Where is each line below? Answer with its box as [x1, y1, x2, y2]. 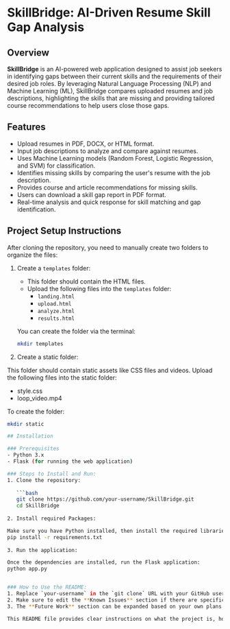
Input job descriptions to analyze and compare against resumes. [16, 146, 199, 155]
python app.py [7, 565, 48, 573]
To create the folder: [7, 407, 65, 415]
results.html [37, 314, 75, 322]
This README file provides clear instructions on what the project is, [7, 615, 216, 622]
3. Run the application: [7, 547, 78, 553]
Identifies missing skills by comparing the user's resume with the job [16, 168, 211, 176]
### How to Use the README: [7, 584, 88, 591]
